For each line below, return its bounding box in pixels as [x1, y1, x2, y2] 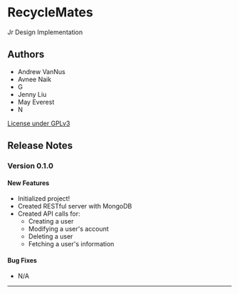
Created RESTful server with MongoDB [17, 202, 132, 211]
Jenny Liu [17, 90, 47, 98]
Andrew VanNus [17, 67, 65, 75]
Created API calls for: [17, 209, 80, 218]
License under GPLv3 [7, 119, 70, 127]
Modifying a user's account [28, 225, 109, 233]
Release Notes [7, 140, 73, 152]
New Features [7, 179, 50, 187]
